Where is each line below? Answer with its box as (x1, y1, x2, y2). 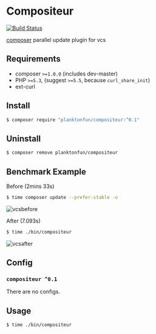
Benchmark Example (6, 166, 86, 177)
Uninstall (6, 133, 41, 144)
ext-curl (15, 83, 35, 90)
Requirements (6, 54, 61, 64)
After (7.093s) (6, 217, 41, 224)
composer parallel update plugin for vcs (6, 36, 106, 43)
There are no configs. (6, 288, 61, 296)
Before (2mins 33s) (6, 183, 55, 190)
